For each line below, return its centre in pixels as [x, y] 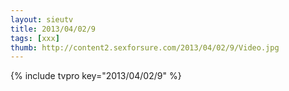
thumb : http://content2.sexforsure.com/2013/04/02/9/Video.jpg [145, 47]
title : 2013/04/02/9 [53, 29]
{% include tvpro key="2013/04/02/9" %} [96, 76]
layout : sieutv [42, 19]
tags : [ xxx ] [35, 38]
